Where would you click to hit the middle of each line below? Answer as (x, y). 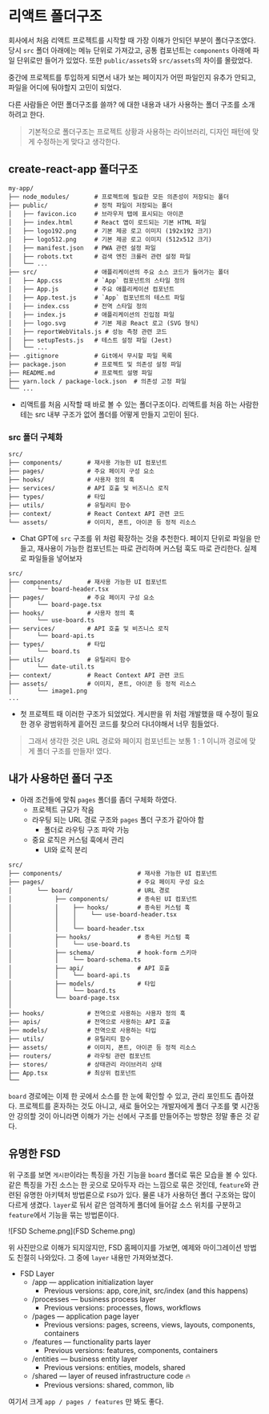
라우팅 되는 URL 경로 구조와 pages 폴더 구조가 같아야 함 (118, 819)
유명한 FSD (35, 1154)
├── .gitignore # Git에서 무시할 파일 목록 (90, 356)
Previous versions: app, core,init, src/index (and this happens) (146, 1290)
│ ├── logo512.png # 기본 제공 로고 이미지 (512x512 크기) (110, 239)
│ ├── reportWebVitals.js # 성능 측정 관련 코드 (88, 331)
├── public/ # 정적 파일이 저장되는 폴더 (90, 205)
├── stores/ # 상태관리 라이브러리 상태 (85, 1064)
